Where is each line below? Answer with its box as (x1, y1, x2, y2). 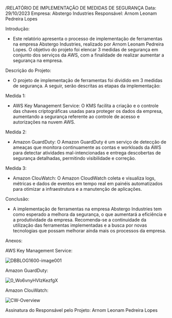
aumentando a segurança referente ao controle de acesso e (12, 113, 140, 120)
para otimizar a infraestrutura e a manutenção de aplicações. (12, 186, 142, 192)
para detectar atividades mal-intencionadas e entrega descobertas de (12, 150, 161, 156)
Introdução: (5, 26, 30, 32)
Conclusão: (5, 196, 30, 202)
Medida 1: (5, 93, 26, 98)
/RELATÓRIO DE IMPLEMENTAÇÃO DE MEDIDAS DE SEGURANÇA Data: (5, 5, 157, 11)
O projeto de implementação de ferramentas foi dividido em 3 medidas (12, 77, 163, 83)
